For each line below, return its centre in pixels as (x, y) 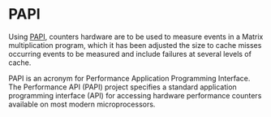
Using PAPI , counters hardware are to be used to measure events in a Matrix (136, 37)
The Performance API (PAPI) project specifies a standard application (123, 87)
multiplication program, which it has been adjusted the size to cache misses (135, 45)
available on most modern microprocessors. (82, 104)
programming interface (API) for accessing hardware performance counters (135, 95)
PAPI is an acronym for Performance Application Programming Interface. (129, 78)
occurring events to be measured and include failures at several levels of (130, 54)
